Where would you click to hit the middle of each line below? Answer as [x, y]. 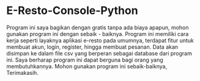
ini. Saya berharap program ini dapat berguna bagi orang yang [85, 60]
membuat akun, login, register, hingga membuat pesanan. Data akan [92, 47]
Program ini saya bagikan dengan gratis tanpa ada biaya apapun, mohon [98, 27]
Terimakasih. [22, 72]
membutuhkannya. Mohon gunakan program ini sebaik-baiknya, [87, 66]
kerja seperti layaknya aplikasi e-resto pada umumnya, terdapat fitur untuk [100, 40]
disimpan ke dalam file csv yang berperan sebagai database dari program [99, 53]
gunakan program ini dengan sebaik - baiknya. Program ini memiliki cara [98, 33]
